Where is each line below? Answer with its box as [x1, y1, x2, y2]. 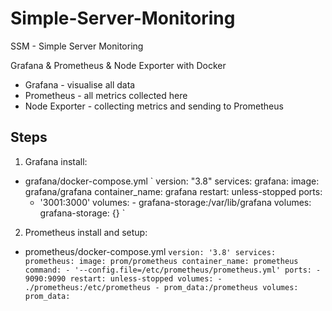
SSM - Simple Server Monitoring [10, 40, 144, 52]
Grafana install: [24, 155, 88, 167]
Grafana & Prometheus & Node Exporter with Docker [10, 59, 227, 71]
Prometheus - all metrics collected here [24, 89, 188, 101]
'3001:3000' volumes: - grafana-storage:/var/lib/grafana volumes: [39, 196, 312, 208]
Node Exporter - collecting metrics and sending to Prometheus [24, 100, 284, 112]
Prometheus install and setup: [24, 226, 148, 238]
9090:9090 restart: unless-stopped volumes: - [24, 273, 223, 284]
